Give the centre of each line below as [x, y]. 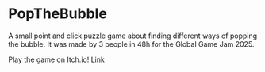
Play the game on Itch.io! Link [56, 59]
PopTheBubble [58, 14]
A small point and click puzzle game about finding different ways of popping [133, 36]
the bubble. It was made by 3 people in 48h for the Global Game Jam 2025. [131, 44]
